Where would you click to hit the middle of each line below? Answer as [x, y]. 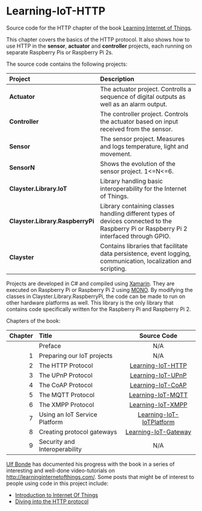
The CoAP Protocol [66, 385]
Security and [57, 442]
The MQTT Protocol [67, 395]
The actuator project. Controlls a [146, 89]
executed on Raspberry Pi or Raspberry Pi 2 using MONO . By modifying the [100, 290]
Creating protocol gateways [78, 431]
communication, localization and [146, 261]
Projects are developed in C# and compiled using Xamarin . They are [90, 283]
